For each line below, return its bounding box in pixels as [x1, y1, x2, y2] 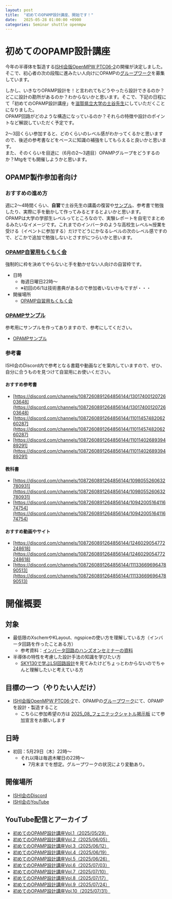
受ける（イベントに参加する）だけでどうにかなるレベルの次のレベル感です [5, 227, 163, 234]
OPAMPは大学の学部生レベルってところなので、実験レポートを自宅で [5, 215, 151, 221]
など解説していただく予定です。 [9, 119, 77, 126]
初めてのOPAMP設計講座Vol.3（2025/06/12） [12, 842, 109, 849]
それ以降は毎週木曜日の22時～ [20, 755, 85, 761]
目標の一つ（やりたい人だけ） [5, 683, 100, 692]
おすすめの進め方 [5, 189, 48, 197]
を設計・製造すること [12, 704, 58, 711]
